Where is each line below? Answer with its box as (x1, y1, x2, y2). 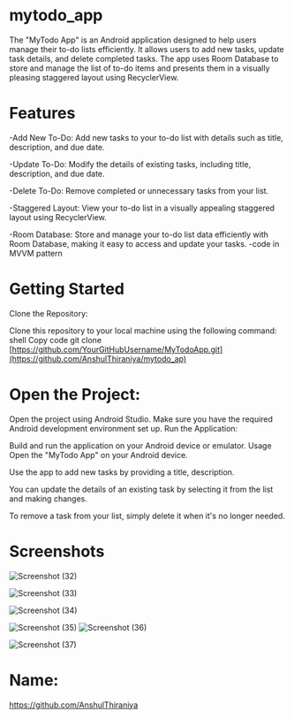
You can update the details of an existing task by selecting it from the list (9, 484, 274, 494)
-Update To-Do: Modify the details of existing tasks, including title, (9, 158, 252, 169)
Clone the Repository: (9, 308, 88, 318)
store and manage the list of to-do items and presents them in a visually (9, 63, 271, 73)
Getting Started (9, 279, 125, 299)
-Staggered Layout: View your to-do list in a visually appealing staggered (9, 203, 275, 213)
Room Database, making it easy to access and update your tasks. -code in (9, 238, 280, 249)
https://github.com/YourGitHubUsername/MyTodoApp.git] (11, 344, 223, 355)
